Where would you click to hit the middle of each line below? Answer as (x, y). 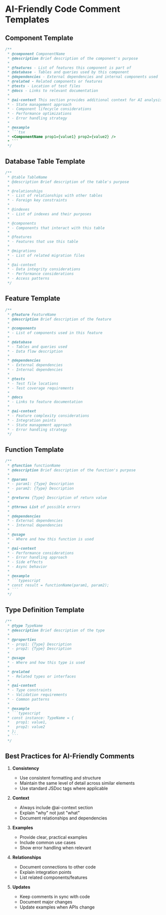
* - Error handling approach (37, 558)
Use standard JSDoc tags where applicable (64, 788)
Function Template (35, 450)
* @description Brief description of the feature (59, 319)
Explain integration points (45, 872)
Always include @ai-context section (56, 807)
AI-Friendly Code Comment (63, 9)
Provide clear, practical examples (53, 837)
